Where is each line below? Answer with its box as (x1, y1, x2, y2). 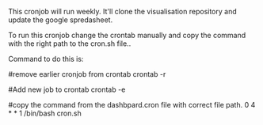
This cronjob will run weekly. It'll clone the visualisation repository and (8, 7, 238, 16)
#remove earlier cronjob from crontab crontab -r (8, 70, 166, 78)
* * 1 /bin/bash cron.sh (8, 108, 82, 118)
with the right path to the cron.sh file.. (8, 39, 131, 48)
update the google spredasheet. (8, 15, 113, 25)
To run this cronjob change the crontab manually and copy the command (8, 31, 246, 40)
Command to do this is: (8, 55, 84, 63)
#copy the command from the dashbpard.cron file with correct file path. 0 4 (8, 100, 256, 109)
